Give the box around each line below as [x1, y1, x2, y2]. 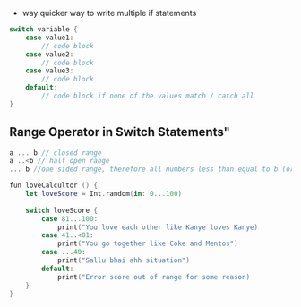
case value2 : [25, 49, 74, 59]
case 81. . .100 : [41, 214, 99, 223]
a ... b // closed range [9, 148, 102, 158]
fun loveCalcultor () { [9, 181, 99, 191]
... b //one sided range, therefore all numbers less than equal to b [9, 165, 279, 174]
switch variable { [9, 25, 78, 34]
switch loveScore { [25, 206, 99, 215]
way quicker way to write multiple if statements [21, 8, 197, 18]
